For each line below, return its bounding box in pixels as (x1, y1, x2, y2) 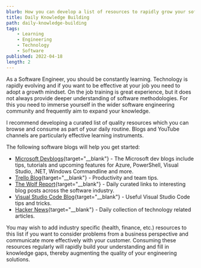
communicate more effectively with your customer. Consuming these (6, 236, 176, 243)
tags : (6, 25, 20, 32)
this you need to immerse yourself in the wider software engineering (6, 101, 175, 108)
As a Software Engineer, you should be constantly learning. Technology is (6, 76, 188, 83)
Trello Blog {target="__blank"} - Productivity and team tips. (14, 174, 159, 181)
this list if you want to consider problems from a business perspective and (6, 230, 188, 237)
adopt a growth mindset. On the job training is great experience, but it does (6, 88, 191, 95)
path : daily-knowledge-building (6, 20, 87, 26)
